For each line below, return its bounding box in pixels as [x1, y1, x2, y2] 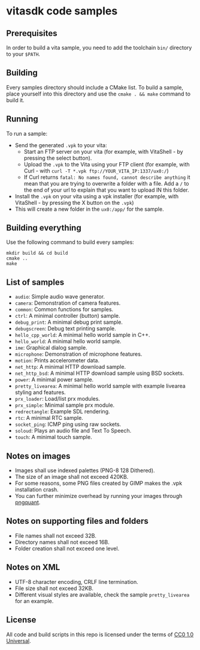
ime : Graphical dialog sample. [14, 344, 88, 351]
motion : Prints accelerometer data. [14, 357, 100, 364]
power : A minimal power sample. [14, 376, 94, 383]
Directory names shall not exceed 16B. [14, 538, 110, 545]
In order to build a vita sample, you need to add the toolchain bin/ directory [6, 44, 192, 51]
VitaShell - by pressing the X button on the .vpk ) [14, 199, 134, 206]
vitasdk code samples [6, 4, 118, 18]
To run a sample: [6, 130, 48, 137]
